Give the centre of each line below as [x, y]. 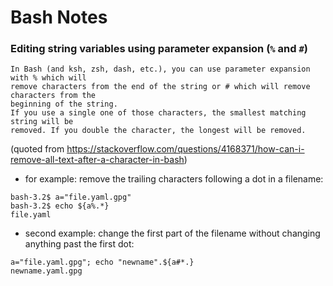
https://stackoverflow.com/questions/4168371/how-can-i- [185, 149]
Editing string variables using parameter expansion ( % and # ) [159, 49]
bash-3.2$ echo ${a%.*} [60, 206]
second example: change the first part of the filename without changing [172, 233]
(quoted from [37, 149]
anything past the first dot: [79, 244]
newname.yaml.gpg [46, 271]
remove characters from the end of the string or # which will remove [160, 87]
